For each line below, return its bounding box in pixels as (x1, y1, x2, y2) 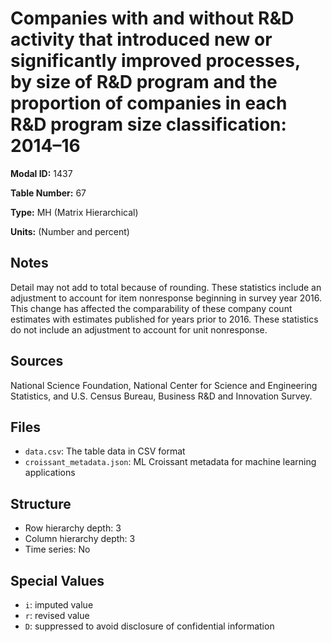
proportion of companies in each (10, 92, 288, 115)
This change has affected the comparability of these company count (10, 302, 293, 314)
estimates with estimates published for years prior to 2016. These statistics (10, 313, 319, 325)
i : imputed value (24, 599, 94, 611)
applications (24, 467, 76, 479)
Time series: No (24, 543, 91, 556)
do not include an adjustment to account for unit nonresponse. (10, 323, 268, 336)
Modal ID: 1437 (10, 167, 73, 179)
